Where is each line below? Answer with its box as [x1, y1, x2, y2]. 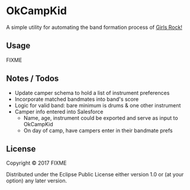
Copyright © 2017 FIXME [6, 159, 67, 166]
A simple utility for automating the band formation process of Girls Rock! [6, 24, 182, 31]
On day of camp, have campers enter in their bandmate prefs [23, 127, 173, 134]
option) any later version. [6, 177, 67, 184]
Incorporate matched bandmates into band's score [14, 96, 139, 103]
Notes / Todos [6, 74, 59, 84]
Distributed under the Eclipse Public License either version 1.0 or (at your [6, 171, 184, 178]
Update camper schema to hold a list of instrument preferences [14, 89, 170, 96]
